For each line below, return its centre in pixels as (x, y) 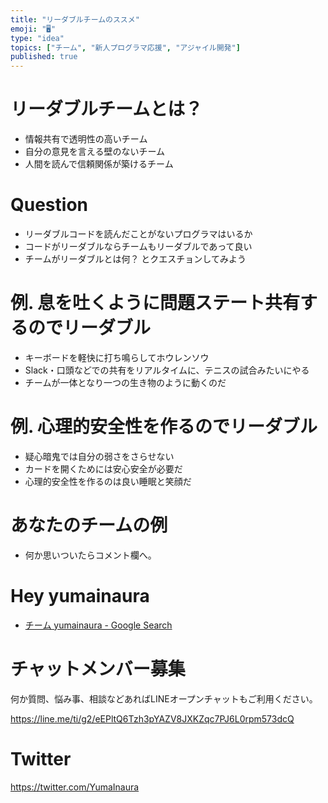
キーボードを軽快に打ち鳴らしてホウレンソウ (117, 357)
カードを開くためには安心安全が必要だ (103, 468)
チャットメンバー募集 (98, 668)
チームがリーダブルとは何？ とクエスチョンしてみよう (135, 259)
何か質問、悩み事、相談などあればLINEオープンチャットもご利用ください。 (164, 698)
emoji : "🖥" (33, 29)
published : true (44, 57)
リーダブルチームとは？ (106, 109)
